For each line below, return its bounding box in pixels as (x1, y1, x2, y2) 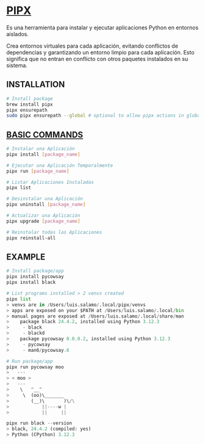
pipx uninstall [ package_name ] (6, 202, 86, 208)
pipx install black (6, 279, 56, 286)
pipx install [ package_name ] (6, 151, 81, 158)
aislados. (6, 30, 29, 37)
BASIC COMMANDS (6, 129, 84, 140)
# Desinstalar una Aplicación (6, 196, 84, 202)
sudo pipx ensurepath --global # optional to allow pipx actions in (6, 112, 184, 119)
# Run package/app (6, 358, 53, 364)
